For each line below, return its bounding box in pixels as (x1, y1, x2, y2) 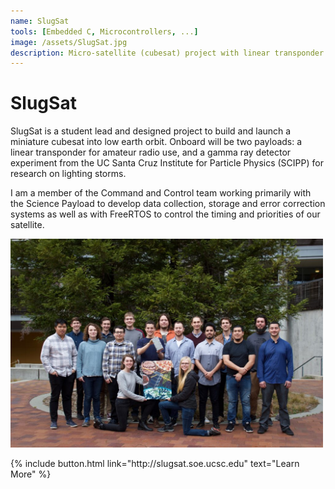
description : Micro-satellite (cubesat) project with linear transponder (10, 48, 325, 58)
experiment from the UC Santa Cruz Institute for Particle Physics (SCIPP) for (10, 157, 324, 169)
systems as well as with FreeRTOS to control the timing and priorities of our (10, 208, 321, 220)
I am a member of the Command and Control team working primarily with (10, 187, 312, 199)
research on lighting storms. (10, 168, 127, 180)
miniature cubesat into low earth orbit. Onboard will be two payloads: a (10, 136, 303, 148)
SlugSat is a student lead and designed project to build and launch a (10, 125, 292, 137)
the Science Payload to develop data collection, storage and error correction (10, 198, 326, 210)
